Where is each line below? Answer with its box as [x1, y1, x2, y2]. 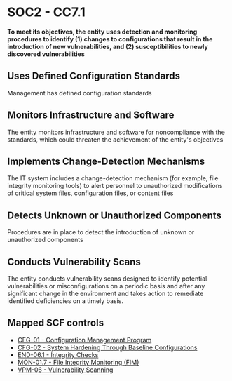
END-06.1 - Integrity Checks [17, 350, 99, 359]
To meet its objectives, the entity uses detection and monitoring [7, 27, 198, 36]
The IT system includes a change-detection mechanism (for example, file [7, 174, 219, 182]
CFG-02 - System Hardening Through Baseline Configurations [17, 343, 198, 352]
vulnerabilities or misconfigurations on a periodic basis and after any [7, 282, 205, 290]
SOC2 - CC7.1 [7, 4, 86, 20]
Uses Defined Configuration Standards [7, 70, 181, 82]
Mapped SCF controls [7, 317, 104, 329]
